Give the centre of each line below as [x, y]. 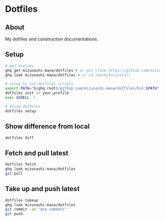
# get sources [20, 66]
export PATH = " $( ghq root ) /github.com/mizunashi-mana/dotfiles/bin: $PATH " [82, 89]
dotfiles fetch [21, 164]
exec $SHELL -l [21, 98]
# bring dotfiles [23, 106]
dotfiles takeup [22, 200]
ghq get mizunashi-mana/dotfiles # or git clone [56, 70]
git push [14, 214]
